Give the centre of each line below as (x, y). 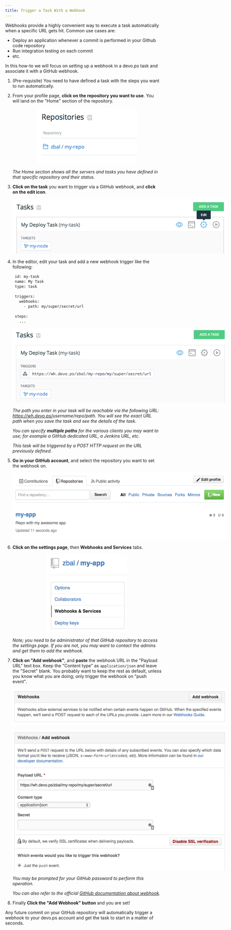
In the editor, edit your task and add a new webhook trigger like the (81, 262)
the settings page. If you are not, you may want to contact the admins (84, 645)
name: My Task (29, 281)
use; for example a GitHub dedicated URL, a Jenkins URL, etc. (76, 436)
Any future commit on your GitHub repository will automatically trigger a (79, 913)
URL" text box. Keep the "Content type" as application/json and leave (84, 665)
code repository (29, 45)
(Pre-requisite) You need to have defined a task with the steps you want (86, 81)
